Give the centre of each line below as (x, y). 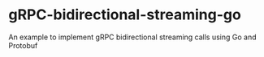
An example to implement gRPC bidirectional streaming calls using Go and (133, 37)
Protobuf (23, 45)
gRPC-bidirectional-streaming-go (125, 15)
